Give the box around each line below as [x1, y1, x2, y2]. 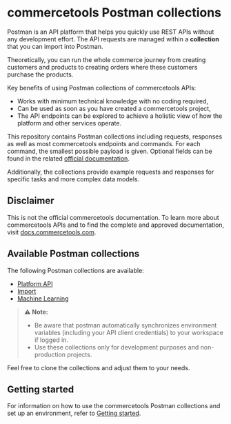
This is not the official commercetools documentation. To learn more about [7, 213, 219, 221]
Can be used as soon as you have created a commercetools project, [17, 104, 212, 112]
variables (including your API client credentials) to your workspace [34, 328, 224, 336]
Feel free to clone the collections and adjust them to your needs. [7, 363, 190, 372]
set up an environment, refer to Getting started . [7, 409, 141, 418]
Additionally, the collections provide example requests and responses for [7, 168, 214, 176]
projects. [67, 350, 92, 359]
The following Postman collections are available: [7, 266, 145, 274]
